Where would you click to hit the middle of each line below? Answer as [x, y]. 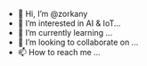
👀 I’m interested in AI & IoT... [69, 23]
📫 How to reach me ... [59, 52]
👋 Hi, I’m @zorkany [53, 14]
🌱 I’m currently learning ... [65, 33]
